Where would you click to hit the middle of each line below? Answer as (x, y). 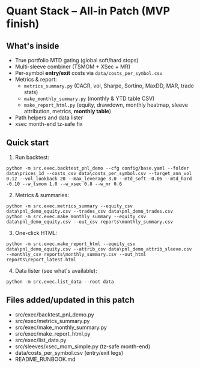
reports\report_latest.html (41, 260)
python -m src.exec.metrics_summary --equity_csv (70, 206)
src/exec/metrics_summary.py (52, 321)
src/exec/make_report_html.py (53, 333)
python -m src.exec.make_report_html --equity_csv (71, 244)
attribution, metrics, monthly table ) (68, 111)
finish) (23, 24)
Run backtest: (32, 157)
